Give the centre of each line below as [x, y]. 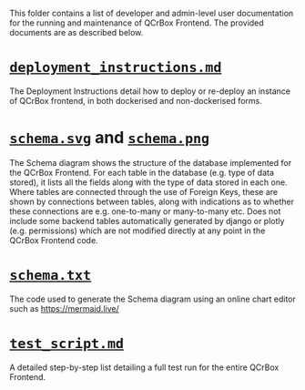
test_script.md [67, 344]
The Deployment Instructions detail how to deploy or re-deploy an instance [150, 91]
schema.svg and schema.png [110, 138]
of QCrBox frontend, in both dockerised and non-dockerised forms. [136, 100]
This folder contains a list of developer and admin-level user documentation [152, 13]
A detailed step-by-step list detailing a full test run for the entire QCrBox [144, 367]
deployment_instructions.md [116, 68]
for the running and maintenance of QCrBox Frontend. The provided [137, 23]
